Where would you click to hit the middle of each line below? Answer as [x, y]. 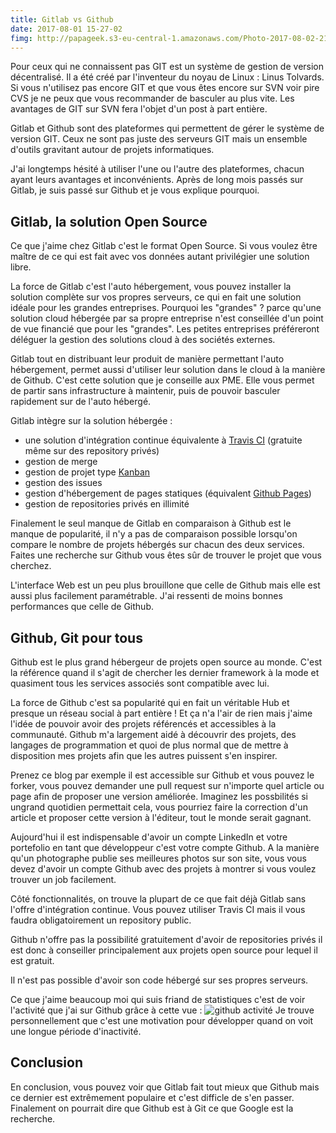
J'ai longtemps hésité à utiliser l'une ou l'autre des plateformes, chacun [157, 169]
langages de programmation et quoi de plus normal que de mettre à [149, 745]
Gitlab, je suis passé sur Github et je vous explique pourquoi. [135, 190]
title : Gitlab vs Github [62, 19]
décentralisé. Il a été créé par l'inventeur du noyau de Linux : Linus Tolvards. [167, 77]
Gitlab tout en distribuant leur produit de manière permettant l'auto [147, 359]
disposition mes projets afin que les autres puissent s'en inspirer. [144, 755]
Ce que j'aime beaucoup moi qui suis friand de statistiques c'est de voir [158, 999]
